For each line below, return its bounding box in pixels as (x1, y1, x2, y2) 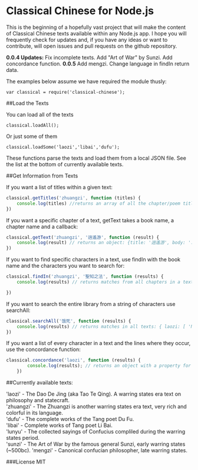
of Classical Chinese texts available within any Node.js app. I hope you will (6, 29, 187, 37)
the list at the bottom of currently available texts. (6, 160, 124, 167)
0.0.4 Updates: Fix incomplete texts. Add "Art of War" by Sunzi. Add (6, 54, 173, 61)
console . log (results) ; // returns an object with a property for (27, 363, 192, 369)
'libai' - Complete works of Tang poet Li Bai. (6, 422, 113, 429)
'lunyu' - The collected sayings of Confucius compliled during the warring (6, 428, 186, 435)
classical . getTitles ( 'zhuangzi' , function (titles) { (6, 195, 141, 201)
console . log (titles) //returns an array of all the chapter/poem (16, 201, 181, 206)
